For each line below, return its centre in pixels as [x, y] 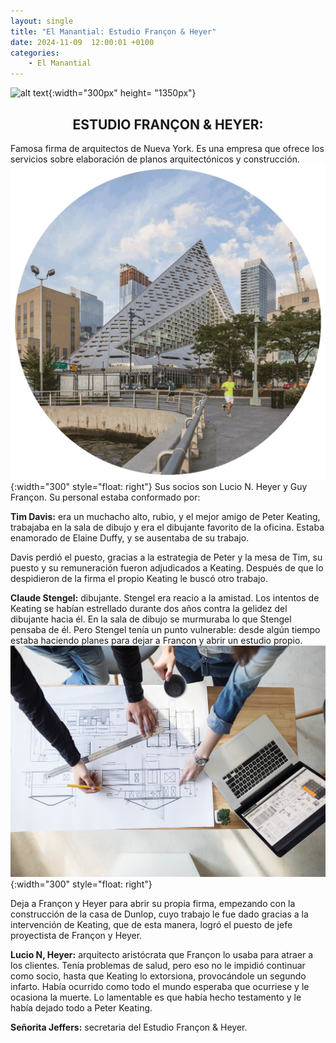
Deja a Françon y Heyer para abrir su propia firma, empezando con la [153, 903]
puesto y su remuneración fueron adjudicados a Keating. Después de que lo [167, 567]
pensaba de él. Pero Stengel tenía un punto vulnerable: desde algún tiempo [165, 629]
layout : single [42, 21]
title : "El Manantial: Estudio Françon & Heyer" [113, 31]
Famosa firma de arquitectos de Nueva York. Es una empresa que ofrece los [167, 148]
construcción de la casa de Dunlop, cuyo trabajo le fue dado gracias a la [159, 914]
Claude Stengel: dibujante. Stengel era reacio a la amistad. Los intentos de [165, 597]
